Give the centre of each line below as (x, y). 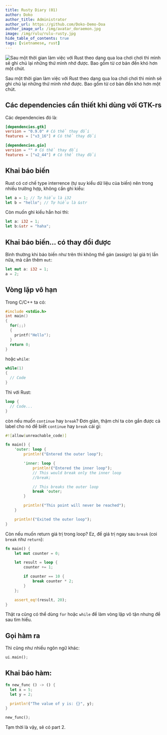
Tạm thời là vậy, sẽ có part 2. (36, 727)
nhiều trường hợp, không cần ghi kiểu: (45, 188)
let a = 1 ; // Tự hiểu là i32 (38, 198)
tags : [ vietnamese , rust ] (32, 43)
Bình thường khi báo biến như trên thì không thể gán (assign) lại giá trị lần (82, 254)
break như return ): (25, 539)
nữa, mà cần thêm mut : (29, 260)
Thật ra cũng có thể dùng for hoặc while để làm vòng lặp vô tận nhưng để (83, 614)
